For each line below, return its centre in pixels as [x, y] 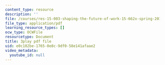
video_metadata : [22, 50]
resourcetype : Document [29, 37]
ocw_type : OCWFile [24, 32]
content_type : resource [29, 10]
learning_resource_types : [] [35, 28]
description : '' [22, 14]
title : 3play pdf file [28, 42]
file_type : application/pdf [34, 23]
